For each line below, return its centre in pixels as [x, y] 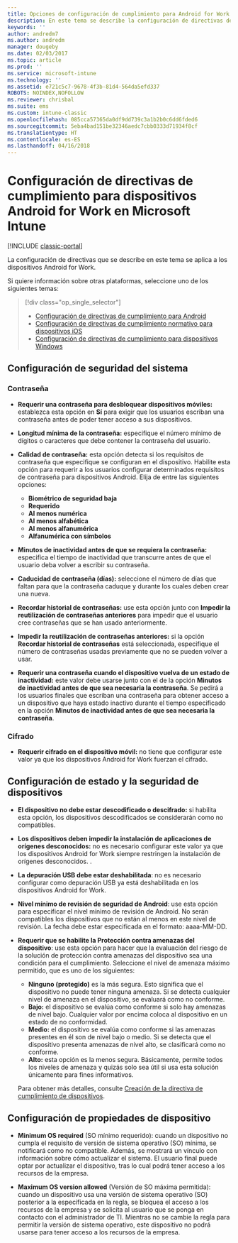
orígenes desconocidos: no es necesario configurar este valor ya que [120, 846]
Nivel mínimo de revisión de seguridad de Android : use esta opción [118, 904]
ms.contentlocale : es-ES [44, 139]
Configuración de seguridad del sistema [98, 369]
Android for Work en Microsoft [99, 211]
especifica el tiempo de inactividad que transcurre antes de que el [114, 557]
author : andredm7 [33, 34]
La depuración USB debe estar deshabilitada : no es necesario [109, 875]
